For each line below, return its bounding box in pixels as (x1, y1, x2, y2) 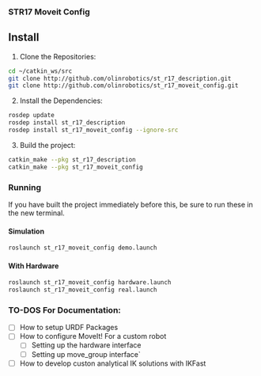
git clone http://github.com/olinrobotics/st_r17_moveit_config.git (8, 82, 239, 89)
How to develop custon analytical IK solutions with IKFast (19, 359, 206, 368)
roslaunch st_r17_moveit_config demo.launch (8, 244, 157, 252)
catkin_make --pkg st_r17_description (8, 155, 136, 164)
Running (8, 181, 42, 192)
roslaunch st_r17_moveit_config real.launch (8, 286, 157, 294)
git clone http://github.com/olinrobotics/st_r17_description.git (8, 74, 232, 82)
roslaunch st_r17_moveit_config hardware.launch (8, 279, 172, 287)
